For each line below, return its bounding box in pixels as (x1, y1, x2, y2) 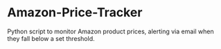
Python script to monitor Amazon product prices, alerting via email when (7, 27, 214, 35)
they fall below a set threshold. (7, 34, 95, 42)
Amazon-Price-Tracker (7, 5, 143, 20)
